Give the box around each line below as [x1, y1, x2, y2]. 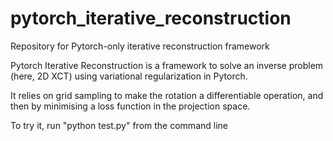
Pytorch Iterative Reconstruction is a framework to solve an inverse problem [10, 59, 324, 71]
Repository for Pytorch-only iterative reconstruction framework [10, 40, 270, 52]
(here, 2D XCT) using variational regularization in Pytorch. [10, 70, 248, 82]
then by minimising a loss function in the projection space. [10, 100, 251, 112]
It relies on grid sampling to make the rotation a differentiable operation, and [10, 89, 324, 101]
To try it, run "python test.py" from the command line [10, 119, 228, 131]
